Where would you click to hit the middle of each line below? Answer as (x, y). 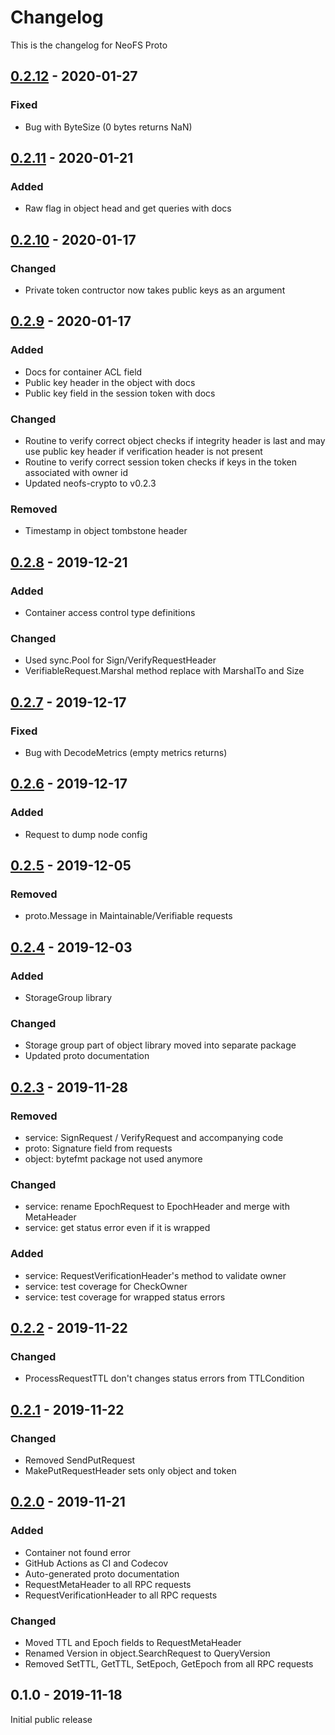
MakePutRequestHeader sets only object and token (130, 1470)
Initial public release (51, 1719)
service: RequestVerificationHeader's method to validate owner (155, 1275)
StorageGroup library (68, 998)
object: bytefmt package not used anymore (113, 1159)
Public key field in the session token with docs (120, 393)
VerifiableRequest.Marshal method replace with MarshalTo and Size (164, 671)
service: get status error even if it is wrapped (117, 1228)
